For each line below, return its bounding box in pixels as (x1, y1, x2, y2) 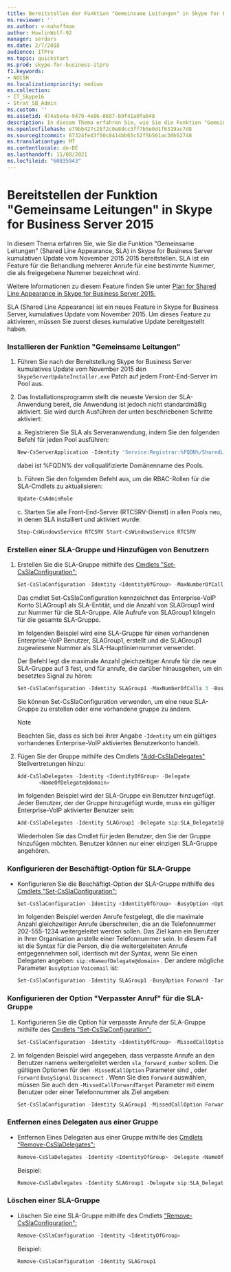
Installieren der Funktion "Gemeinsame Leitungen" (7, 342, 181, 352)
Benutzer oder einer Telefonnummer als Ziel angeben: (16, 1087, 170, 1096)
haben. (7, 325, 27, 333)
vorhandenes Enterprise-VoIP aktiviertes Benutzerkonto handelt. (16, 738, 200, 747)
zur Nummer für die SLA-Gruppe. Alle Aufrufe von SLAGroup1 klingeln (16, 608, 215, 616)
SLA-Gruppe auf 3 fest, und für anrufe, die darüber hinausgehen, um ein (16, 664, 222, 672)
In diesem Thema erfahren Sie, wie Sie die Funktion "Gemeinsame (7, 239, 195, 248)
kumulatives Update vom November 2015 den (16, 365, 146, 373)
